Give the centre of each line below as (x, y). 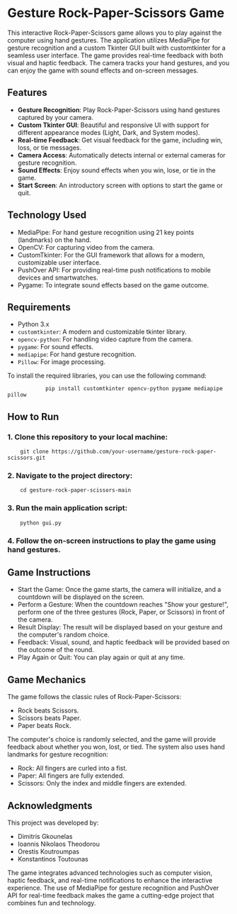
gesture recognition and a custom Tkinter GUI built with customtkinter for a (117, 48)
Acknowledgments (50, 806)
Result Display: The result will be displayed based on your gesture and (120, 627)
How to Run (33, 417)
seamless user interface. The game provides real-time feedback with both (115, 55)
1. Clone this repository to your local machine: (88, 436)
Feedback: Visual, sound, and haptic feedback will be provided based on (123, 642)
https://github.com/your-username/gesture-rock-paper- (134, 452)
